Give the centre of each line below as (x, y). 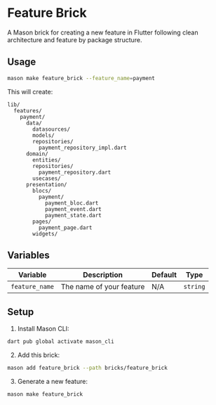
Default (164, 275)
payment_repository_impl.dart (83, 148)
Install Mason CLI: (43, 329)
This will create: (30, 91)
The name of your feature (103, 287)
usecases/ (47, 178)
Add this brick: (39, 355)
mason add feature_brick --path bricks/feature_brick (88, 368)
